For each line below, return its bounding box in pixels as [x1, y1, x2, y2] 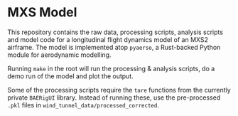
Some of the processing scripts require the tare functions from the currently [7, 85, 231, 94]
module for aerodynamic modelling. [7, 51, 112, 59]
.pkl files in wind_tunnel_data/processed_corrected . [7, 100, 160, 109]
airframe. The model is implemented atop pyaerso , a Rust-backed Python [7, 43, 221, 51]
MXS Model [7, 4, 77, 21]
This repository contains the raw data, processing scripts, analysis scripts [7, 28, 224, 36]
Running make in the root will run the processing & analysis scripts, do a [7, 64, 215, 73]
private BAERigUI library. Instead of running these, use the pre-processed [7, 93, 221, 102]
